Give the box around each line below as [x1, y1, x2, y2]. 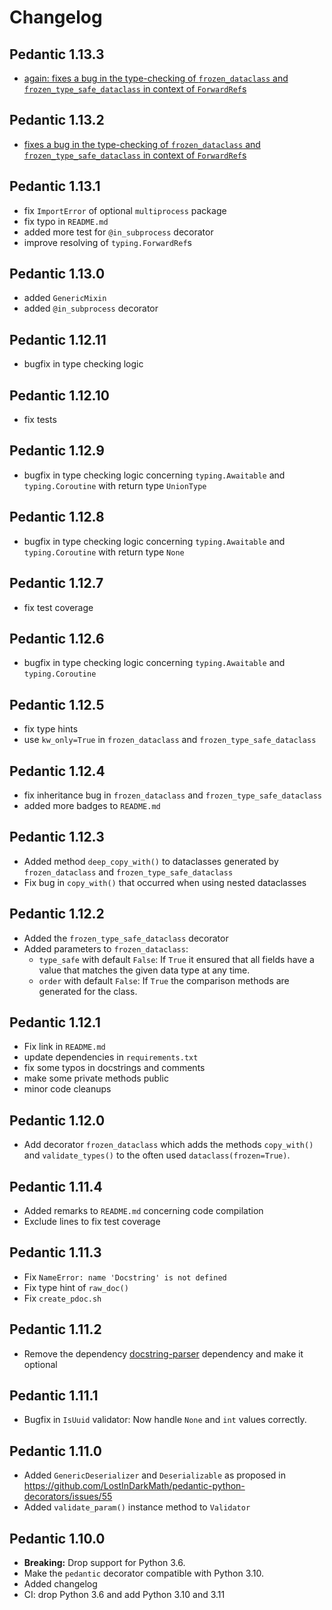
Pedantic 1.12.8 [9, 509, 105, 526]
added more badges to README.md [23, 799, 161, 811]
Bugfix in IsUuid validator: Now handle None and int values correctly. [23, 1414, 307, 1426]
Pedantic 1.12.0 [9, 1112, 106, 1129]
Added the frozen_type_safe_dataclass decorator [23, 932, 229, 944]
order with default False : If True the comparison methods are [38, 974, 290, 986]
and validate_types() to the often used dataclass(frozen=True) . [23, 1149, 291, 1161]
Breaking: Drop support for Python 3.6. [23, 1557, 186, 1569]
